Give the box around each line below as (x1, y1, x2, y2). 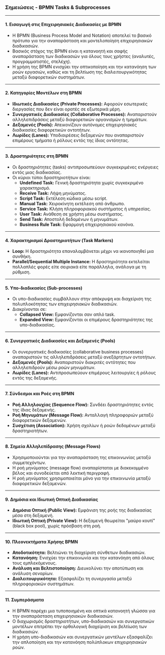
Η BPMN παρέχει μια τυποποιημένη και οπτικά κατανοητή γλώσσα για (12, 608, 156, 614)
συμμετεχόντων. (12, 460, 46, 465)
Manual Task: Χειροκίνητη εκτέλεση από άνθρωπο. (19, 200, 125, 206)
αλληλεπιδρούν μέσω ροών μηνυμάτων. (12, 364, 96, 370)
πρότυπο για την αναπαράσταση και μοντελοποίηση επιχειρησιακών (12, 37, 153, 43)
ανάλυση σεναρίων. (12, 571, 54, 576)
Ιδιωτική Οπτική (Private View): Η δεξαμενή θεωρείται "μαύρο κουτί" (12, 518, 156, 524)
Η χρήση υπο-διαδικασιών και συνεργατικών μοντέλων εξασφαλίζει (12, 634, 153, 640)
